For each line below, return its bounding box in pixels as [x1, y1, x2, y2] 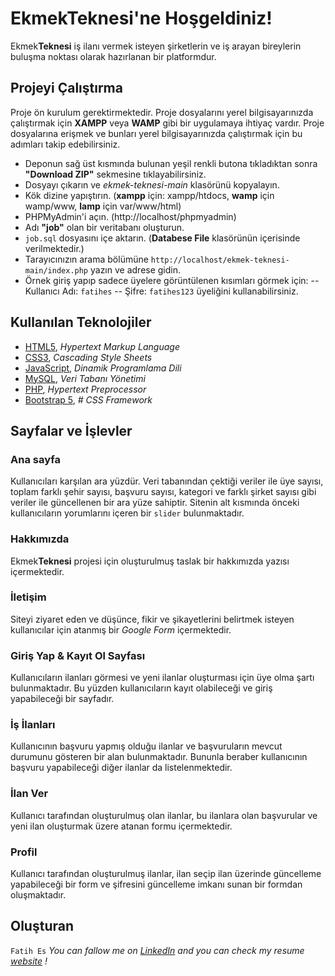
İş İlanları [10, 718, 56, 732]
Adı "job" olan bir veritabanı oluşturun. [24, 221, 185, 233]
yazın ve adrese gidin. [89, 263, 182, 276]
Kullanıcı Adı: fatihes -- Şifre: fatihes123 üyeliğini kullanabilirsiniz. [24, 285, 299, 297]
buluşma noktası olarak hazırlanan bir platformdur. [10, 50, 217, 62]
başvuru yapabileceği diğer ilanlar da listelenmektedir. [10, 762, 233, 774]
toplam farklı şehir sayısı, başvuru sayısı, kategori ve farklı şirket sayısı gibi [10, 486, 317, 498]
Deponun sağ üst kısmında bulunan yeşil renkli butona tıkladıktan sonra [24, 157, 318, 169]
